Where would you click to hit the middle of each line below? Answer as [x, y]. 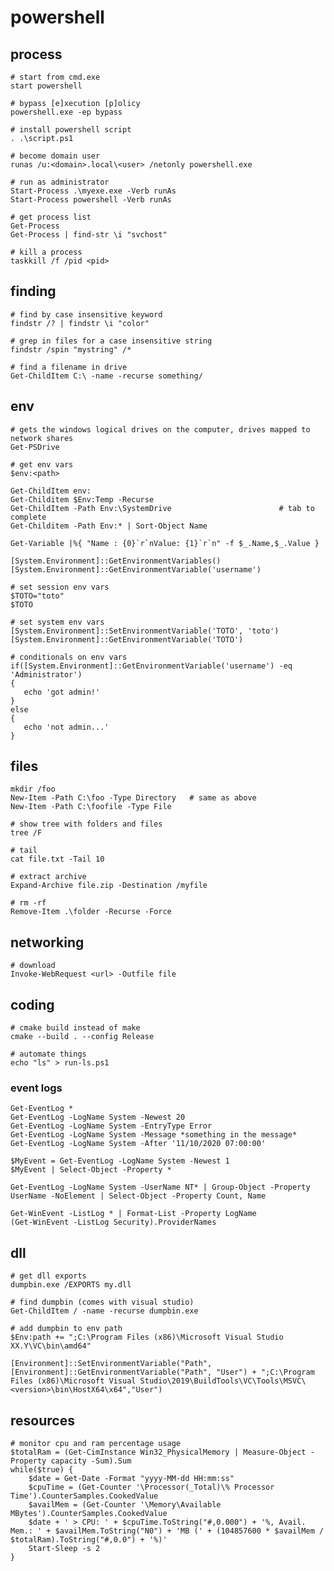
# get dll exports [48, 1276]
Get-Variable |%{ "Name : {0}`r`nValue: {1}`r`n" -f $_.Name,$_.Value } [165, 543]
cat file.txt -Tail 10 [57, 859]
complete [28, 517]
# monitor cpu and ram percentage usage [96, 1443]
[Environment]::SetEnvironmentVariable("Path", [111, 1364]
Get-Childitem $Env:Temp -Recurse [82, 499]
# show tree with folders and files [86, 824]
